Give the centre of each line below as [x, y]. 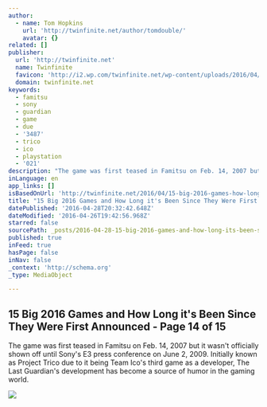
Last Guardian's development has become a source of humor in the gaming [132, 371]
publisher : [26, 53]
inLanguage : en [33, 179]
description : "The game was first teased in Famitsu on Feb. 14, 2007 [128, 171]
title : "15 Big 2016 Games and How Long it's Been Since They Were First [133, 201]
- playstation [39, 156]
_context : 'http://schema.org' [60, 268]
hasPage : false [33, 252]
